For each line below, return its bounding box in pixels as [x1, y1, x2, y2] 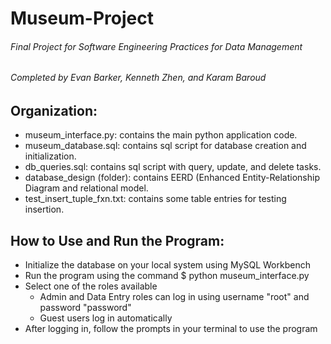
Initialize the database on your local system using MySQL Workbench [24, 259, 311, 271]
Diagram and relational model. [24, 182, 149, 194]
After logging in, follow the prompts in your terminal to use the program [24, 323, 318, 335]
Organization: [10, 103, 98, 119]
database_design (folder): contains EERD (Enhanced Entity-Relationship [24, 172, 320, 184]
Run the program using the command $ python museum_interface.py [24, 270, 310, 282]
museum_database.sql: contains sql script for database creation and [24, 140, 307, 152]
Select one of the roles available [24, 280, 158, 292]
